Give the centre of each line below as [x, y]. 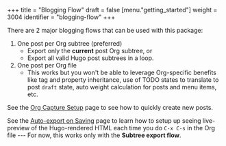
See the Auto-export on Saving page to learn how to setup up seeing [104, 121]
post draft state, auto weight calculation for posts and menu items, [122, 87]
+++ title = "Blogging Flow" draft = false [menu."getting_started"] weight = [112, 10]
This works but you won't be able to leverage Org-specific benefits [122, 72]
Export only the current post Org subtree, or [90, 51]
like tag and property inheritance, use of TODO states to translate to [123, 80]
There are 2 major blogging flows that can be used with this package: [105, 30]
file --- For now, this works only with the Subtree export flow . [94, 135]
